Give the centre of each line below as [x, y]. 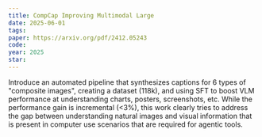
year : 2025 [26, 52]
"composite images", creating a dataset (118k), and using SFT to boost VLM [131, 90]
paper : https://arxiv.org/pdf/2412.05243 [78, 38]
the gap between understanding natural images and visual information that [130, 116]
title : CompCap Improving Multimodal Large [81, 15]
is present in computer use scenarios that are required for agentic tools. [126, 124]
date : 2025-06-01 [37, 23]
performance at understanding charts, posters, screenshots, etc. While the [130, 99]
